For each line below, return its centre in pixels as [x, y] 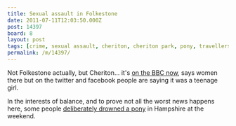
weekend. [21, 115]
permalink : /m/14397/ [39, 53]
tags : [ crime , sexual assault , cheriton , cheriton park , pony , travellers [119, 46]
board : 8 [20, 33]
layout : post [26, 40]
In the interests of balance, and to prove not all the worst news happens [111, 101]
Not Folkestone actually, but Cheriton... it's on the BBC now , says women [112, 72]
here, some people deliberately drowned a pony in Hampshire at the [106, 108]
